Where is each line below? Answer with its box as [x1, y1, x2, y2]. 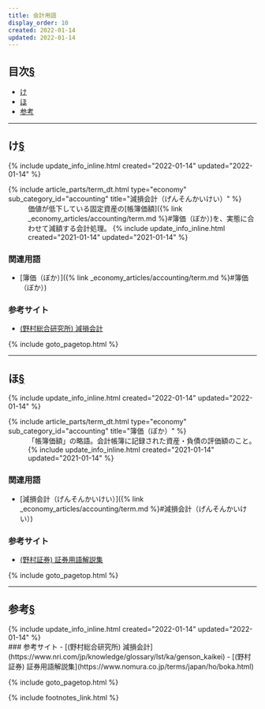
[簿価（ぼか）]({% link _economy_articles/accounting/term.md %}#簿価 [19, 273, 248, 282]
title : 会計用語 [8, 11, 57, 20]
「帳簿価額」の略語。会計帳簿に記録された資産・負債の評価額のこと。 [28, 436, 256, 446]
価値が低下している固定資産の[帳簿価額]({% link [28, 203, 183, 213]
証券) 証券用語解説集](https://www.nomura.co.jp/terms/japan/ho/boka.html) [8, 662, 254, 671]
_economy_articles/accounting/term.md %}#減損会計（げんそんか [19, 504, 234, 513]
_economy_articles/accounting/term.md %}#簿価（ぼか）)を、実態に [28, 214, 248, 223]
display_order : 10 [8, 19, 69, 27]
